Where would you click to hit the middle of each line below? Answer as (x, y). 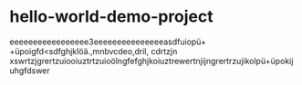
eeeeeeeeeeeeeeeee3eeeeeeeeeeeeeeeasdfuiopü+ (108, 42)
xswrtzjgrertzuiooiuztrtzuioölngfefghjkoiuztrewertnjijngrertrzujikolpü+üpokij (151, 61)
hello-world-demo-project (112, 17)
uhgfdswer (30, 71)
